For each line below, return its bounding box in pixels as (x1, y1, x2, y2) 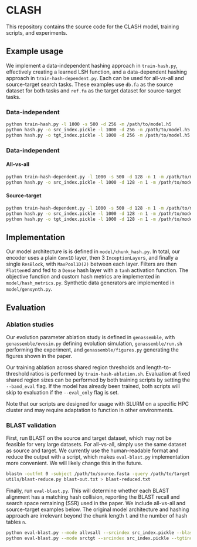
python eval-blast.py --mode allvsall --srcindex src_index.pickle (6, 529, 175, 536)
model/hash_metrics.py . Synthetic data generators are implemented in (6, 279, 175, 286)
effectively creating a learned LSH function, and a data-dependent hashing (6, 68, 188, 75)
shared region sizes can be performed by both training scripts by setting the (6, 376, 191, 383)
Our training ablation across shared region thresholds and (6, 363, 145, 371)
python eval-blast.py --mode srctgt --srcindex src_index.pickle (6, 535, 169, 541)
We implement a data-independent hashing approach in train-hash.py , (6, 62, 178, 69)
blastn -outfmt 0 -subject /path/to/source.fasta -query (6, 471, 148, 477)
